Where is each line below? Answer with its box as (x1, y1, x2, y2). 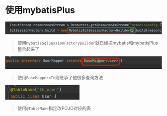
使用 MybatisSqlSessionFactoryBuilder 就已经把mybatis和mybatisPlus (17, 40, 158, 46)
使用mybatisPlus (5, 4, 76, 16)
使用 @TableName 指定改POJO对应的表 (17, 105, 91, 111)
